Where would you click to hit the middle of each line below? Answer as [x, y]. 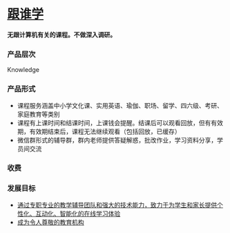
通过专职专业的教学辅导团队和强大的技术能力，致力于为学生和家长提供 [117, 205]
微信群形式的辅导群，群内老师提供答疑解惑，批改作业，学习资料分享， [117, 140]
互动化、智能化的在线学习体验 [78, 213]
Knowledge [23, 70]
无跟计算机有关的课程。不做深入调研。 [61, 35]
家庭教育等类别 [38, 114]
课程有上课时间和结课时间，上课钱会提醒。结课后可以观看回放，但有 [114, 122]
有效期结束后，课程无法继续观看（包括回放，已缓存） [105, 131]
